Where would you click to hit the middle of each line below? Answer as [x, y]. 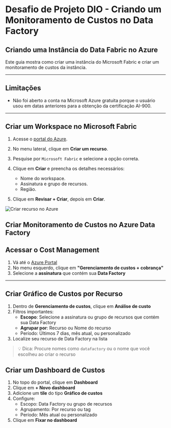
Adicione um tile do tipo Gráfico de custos [58, 393]
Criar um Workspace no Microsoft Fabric [71, 126]
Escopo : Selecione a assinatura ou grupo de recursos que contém [90, 317]
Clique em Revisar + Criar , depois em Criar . [59, 199]
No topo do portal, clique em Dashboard [55, 382]
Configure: [24, 398]
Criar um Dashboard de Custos [55, 370]
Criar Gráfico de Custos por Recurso [64, 294]
